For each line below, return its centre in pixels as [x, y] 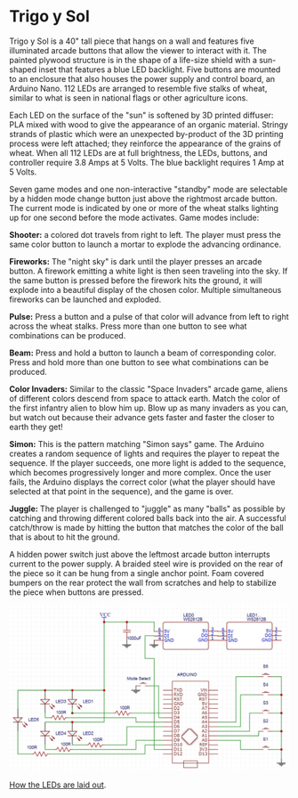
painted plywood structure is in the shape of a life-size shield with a [133, 60]
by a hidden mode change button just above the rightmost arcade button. [143, 199]
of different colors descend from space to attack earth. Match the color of [145, 398]
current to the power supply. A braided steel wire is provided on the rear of [146, 564]
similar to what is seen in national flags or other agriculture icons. [129, 98]
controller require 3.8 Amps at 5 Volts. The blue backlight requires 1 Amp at [147, 162]
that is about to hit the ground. [64, 537]
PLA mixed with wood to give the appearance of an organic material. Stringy [149, 124]
